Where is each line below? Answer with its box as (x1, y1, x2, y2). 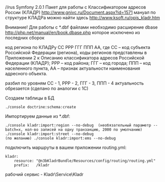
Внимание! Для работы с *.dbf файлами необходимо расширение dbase (5, 24, 158, 30)
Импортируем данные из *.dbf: (5, 113, 71, 119)
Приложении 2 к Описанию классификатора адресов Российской (5, 55, 145, 61)
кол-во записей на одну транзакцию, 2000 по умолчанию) (25, 127, 142, 132)
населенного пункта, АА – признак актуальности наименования (5, 65, 140, 71)
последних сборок (5, 35, 44, 41)
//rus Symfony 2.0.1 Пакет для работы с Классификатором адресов (5, 4, 146, 10)
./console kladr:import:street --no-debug (5, 132, 94, 136)
